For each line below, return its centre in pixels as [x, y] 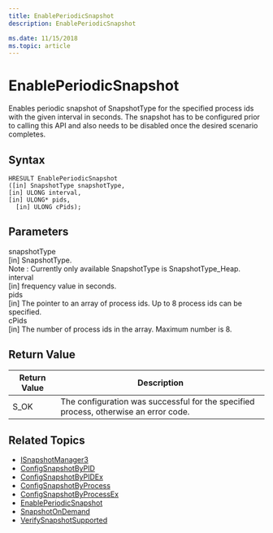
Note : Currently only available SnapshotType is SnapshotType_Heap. [125, 268]
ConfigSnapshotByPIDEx [62, 477]
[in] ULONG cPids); [49, 207]
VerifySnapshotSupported [64, 520]
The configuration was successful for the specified [158, 401]
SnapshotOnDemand [55, 512]
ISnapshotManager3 [54, 460]
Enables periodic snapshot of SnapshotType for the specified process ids [131, 108]
